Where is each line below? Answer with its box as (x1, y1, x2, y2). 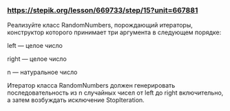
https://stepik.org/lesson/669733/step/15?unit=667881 (7, 5, 198, 15)
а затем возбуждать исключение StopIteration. (7, 96, 145, 104)
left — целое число (7, 42, 63, 50)
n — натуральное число (7, 68, 78, 77)
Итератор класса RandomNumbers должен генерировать (7, 82, 176, 90)
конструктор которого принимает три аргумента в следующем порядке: (7, 28, 222, 36)
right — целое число (7, 55, 67, 63)
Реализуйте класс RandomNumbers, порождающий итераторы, (7, 21, 193, 29)
